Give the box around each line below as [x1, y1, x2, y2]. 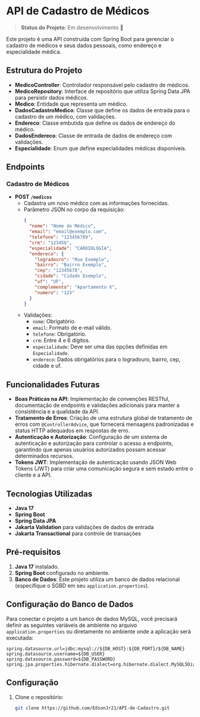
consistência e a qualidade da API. [14, 408, 99, 415]
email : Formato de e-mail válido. [32, 324, 112, 332]
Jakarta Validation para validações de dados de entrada [14, 524, 154, 531]
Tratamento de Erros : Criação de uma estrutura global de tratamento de [14, 415, 192, 422]
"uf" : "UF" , [35, 279, 64, 285]
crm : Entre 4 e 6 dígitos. [32, 337, 90, 344]
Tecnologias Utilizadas [6, 489, 93, 499]
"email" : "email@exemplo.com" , [29, 228, 107, 235]
